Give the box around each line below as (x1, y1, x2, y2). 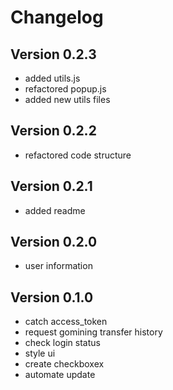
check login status (24, 337, 101, 349)
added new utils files (24, 94, 111, 105)
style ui (24, 347, 56, 360)
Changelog (10, 6, 104, 29)
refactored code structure (24, 149, 132, 161)
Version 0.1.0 (10, 289, 94, 306)
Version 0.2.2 (10, 122, 97, 140)
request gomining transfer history (24, 326, 163, 338)
